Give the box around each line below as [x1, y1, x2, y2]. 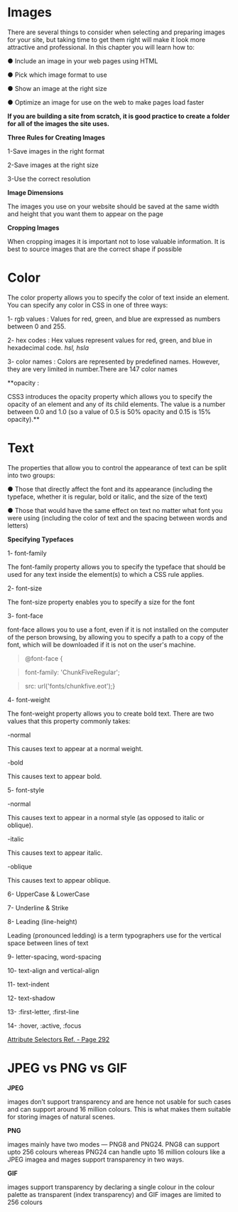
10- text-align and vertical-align [7, 966, 99, 974]
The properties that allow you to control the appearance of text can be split [7, 463, 227, 472]
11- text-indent [7, 979, 50, 989]
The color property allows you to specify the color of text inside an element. [7, 293, 229, 302]
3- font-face [7, 611, 44, 620]
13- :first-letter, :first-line [7, 1007, 80, 1016]
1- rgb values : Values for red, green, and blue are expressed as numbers [7, 314, 221, 323]
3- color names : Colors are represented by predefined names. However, [7, 357, 220, 366]
